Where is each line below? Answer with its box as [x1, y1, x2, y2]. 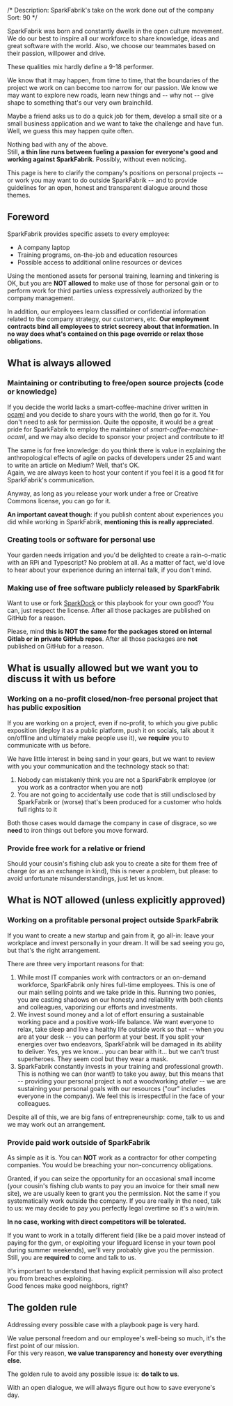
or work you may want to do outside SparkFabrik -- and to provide [7, 176, 198, 184]
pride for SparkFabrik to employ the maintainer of [7, 425, 149, 434]
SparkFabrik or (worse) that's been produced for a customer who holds [17, 797, 223, 806]
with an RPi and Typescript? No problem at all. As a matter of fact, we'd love [7, 558, 225, 566]
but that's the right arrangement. [7, 946, 101, 954]
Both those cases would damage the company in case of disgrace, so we [7, 818, 217, 827]
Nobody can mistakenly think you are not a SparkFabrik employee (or [17, 775, 216, 784]
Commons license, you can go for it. [7, 496, 111, 505]
